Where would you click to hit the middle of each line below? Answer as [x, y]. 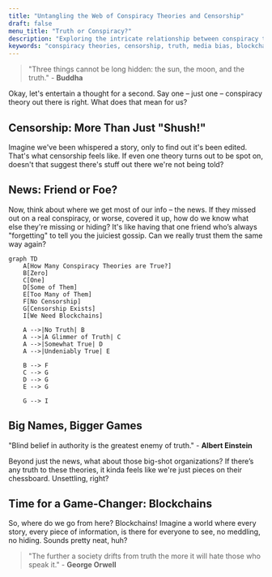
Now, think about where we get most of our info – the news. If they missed [132, 209]
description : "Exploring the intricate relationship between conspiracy [134, 39]
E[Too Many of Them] [57, 294]
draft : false [30, 24]
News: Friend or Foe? [63, 190]
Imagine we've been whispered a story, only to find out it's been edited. [128, 147]
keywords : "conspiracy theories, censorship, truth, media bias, [121, 46]
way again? [28, 243]
